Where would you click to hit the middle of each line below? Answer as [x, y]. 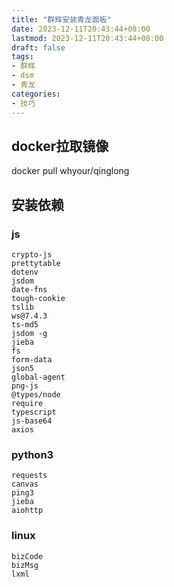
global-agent [38, 377]
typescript [34, 412]
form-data [32, 360]
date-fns [29, 290]
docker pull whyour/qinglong [70, 171]
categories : [36, 94]
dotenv [25, 272]
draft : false [38, 47]
